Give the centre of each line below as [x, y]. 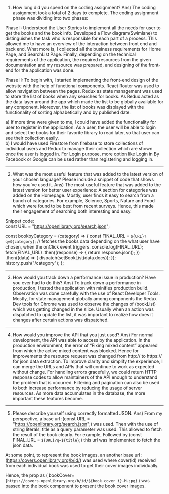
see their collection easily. [32, 138]
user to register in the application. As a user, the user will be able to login [81, 127]
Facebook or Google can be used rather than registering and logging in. [79, 159]
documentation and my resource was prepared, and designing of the [76, 65]
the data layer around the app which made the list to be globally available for [84, 102]
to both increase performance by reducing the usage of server [77, 388]
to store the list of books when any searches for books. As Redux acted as [82, 96]
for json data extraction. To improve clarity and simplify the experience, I [88, 361]
